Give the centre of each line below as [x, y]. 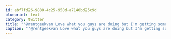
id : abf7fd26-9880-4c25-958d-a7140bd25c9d [51, 10]
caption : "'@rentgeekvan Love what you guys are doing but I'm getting [83, 29]
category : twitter [25, 19]
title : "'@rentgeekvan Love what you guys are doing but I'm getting [81, 24]
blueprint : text [22, 15]
